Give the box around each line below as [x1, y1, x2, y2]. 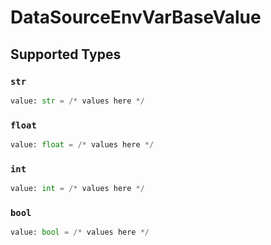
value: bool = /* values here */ [10, 227, 150, 238]
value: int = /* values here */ [10, 184, 145, 194]
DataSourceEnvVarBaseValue [10, 6, 262, 29]
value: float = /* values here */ [10, 140, 155, 150]
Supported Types [10, 46, 122, 63]
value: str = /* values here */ [10, 96, 145, 106]
